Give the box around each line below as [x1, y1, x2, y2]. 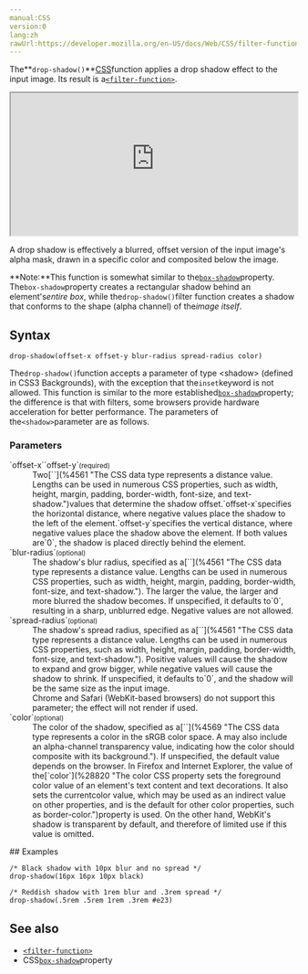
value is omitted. [32, 829, 94, 840]
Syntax [9, 327, 51, 343]
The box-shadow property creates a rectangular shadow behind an [9, 281, 252, 292]
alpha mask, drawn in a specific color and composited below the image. [9, 254, 280, 265]
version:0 [9, 22, 47, 31]
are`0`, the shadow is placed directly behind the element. [32, 537, 246, 548]
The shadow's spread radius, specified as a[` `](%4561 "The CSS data [32, 625, 293, 636]
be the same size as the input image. [32, 683, 170, 694]
